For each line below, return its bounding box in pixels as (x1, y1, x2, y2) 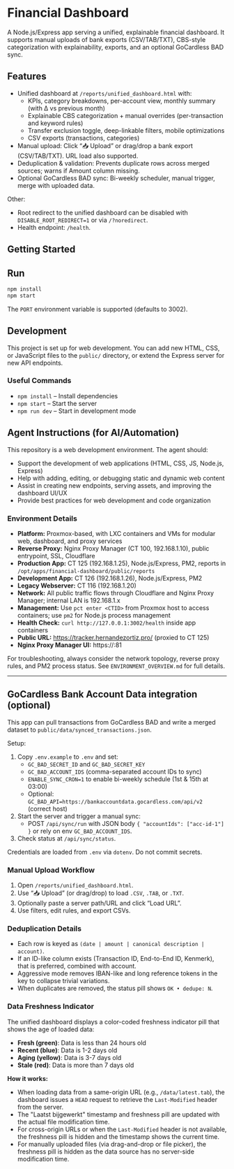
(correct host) (27, 804, 68, 813)
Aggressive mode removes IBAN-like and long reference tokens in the (17, 969, 218, 978)
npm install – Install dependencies (17, 391, 118, 400)
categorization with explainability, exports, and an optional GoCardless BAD (7, 43, 224, 51)
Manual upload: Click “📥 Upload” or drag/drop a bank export (17, 141, 193, 150)
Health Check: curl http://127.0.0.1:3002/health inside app (17, 618, 196, 627)
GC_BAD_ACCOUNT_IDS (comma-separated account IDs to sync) (27, 767, 202, 776)
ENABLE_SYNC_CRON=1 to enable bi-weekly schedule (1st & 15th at (27, 774, 209, 783)
